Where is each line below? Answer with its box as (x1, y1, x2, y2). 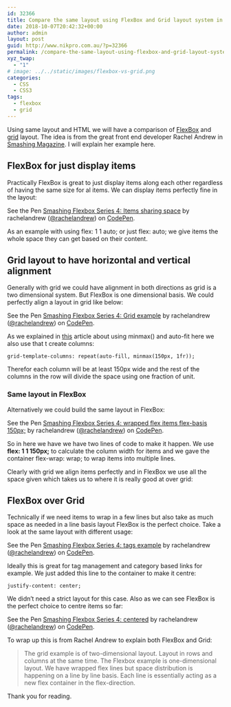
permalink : (7, 49, 38, 56)
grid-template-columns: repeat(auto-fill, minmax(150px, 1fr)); (7, 353, 195, 360)
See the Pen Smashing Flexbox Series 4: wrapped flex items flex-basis (7, 418, 208, 427)
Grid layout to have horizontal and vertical (7, 254, 191, 266)
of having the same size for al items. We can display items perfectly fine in (7, 186, 218, 194)
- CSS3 (13, 87, 32, 94)
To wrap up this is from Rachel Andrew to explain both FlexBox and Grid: (7, 636, 212, 644)
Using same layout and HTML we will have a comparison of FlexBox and (7, 125, 212, 133)
